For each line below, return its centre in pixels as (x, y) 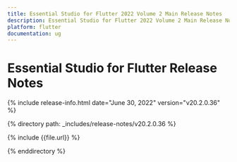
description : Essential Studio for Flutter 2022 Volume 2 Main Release (115, 20)
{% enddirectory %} (36, 151)
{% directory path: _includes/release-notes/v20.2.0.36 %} (92, 124)
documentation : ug (34, 33)
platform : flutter (34, 27)
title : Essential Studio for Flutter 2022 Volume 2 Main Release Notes (115, 14)
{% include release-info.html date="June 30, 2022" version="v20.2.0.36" (114, 103)
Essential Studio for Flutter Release (112, 68)
